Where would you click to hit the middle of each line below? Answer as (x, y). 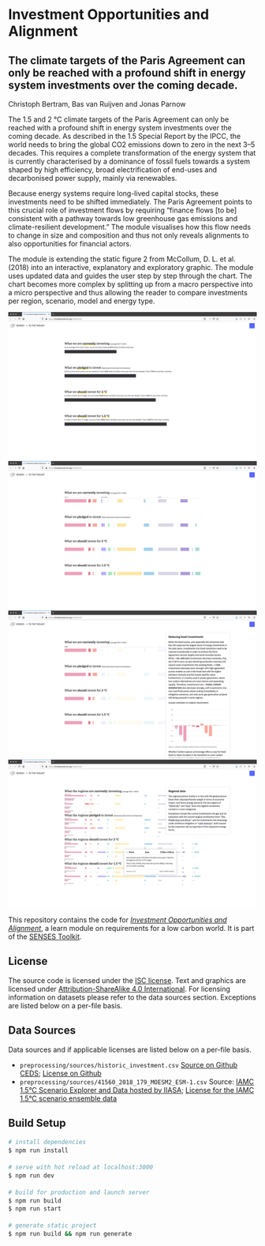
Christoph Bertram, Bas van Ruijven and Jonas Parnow (97, 104)
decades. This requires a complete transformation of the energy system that (132, 153)
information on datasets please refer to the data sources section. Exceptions (132, 997)
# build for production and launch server (79, 1192)
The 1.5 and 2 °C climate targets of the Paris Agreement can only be (119, 119)
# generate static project (52, 1225)
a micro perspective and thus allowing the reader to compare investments (128, 293)
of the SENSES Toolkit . (45, 936)
